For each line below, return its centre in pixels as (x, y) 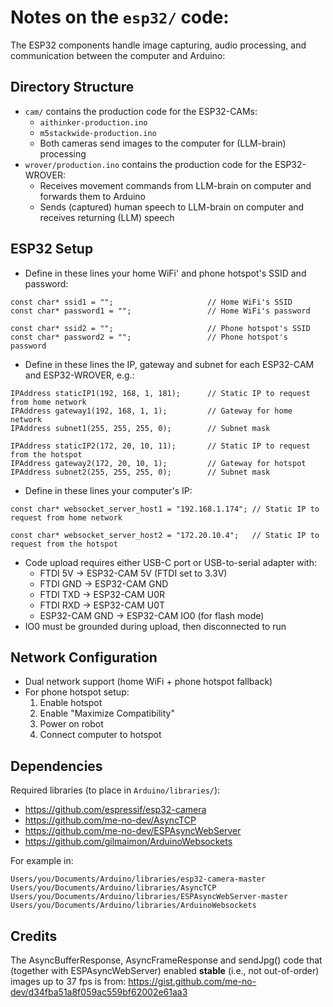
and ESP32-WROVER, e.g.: (79, 375)
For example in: (42, 861)
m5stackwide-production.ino (98, 133)
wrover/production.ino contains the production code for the (148, 164)
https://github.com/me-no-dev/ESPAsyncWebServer (133, 831)
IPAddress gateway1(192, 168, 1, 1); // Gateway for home (151, 411)
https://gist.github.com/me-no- (192, 981)
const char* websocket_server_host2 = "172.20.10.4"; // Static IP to (165, 535)
